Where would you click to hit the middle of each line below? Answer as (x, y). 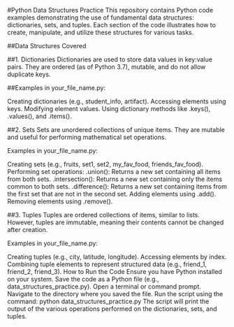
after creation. (28, 230)
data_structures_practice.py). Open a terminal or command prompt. (104, 286)
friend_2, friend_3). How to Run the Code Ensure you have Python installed (115, 271)
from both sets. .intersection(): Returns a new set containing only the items (115, 179)
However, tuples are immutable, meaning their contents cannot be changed (116, 222)
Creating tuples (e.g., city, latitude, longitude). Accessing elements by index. (117, 257)
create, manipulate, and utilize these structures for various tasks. (101, 32)
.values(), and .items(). (39, 116)
